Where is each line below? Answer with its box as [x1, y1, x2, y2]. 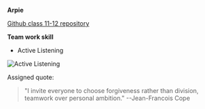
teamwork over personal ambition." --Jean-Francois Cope [24, 94, 190, 102]
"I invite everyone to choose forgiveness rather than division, [24, 87, 199, 94]
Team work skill [7, 33, 54, 41]
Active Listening [17, 47, 64, 54]
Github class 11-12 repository [7, 19, 90, 27]
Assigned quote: [7, 73, 54, 81]
